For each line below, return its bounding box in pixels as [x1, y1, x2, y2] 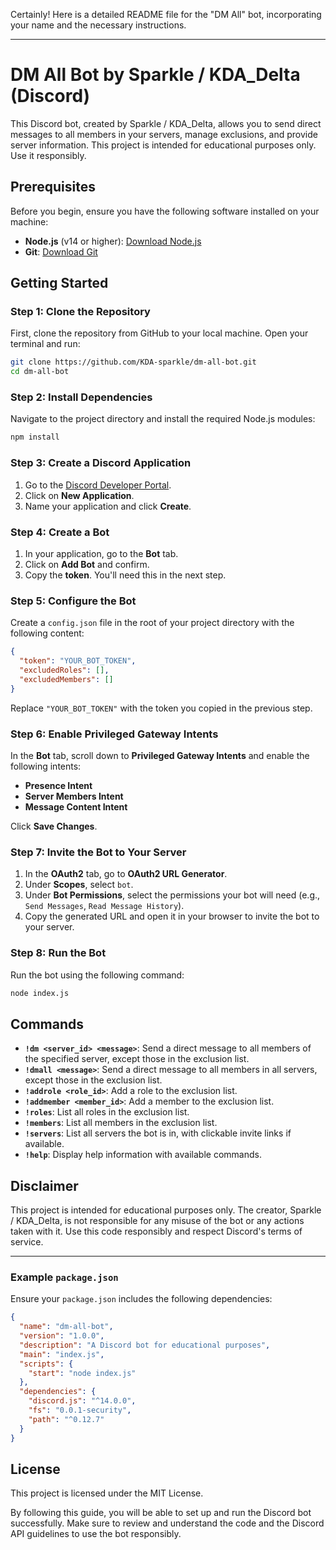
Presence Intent [24, 779, 93, 791]
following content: [10, 627, 85, 639]
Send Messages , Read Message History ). [24, 900, 185, 912]
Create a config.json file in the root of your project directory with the [10, 617, 295, 629]
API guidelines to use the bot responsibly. [10, 1528, 182, 1540]
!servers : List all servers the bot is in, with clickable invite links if [24, 1127, 292, 1139]
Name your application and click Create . [24, 500, 192, 512]
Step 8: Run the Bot [10, 946, 107, 960]
